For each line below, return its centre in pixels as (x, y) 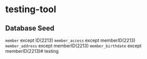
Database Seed (30, 28)
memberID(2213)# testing (32, 51)
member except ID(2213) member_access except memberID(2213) (70, 40)
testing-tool (31, 9)
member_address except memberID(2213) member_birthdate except (73, 46)
